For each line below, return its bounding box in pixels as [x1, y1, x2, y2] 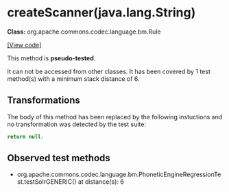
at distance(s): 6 [77, 178, 125, 186]
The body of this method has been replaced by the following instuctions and [7, 112, 223, 121]
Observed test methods [7, 152, 111, 164]
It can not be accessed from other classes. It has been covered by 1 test [7, 67, 210, 75]
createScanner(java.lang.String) [7, 5, 196, 21]
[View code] [7, 40, 42, 49]
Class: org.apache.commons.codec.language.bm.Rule [7, 27, 161, 36]
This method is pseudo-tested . [7, 53, 96, 62]
